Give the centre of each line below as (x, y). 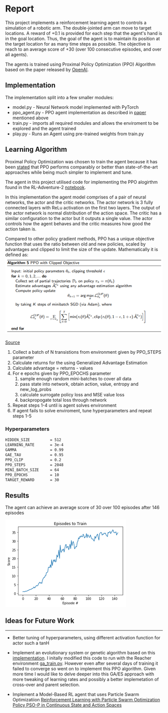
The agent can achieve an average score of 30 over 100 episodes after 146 (82, 508)
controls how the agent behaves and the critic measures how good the (78, 223)
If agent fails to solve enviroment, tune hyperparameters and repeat (82, 410)
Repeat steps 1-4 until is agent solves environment (64, 405)
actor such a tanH (31, 643)
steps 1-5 (22, 416)
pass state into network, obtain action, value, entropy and (79, 384)
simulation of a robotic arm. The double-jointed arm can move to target (78, 28)
